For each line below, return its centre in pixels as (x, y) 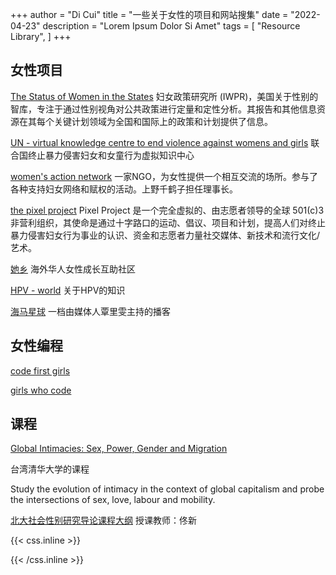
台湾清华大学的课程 (50, 469)
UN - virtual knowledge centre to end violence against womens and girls (159, 142)
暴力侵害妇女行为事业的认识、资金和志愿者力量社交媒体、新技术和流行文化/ (165, 235)
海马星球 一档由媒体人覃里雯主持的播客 (90, 311)
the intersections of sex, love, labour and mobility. (113, 500)
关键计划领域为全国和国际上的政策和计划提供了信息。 (163, 121)
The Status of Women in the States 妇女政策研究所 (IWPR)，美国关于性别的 (164, 96)
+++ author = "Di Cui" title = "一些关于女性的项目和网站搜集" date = (149, 14)
